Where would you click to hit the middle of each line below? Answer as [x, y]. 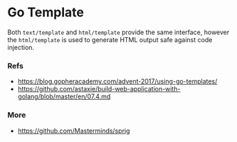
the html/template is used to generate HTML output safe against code [110, 39]
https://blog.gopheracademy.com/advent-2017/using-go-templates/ [117, 81]
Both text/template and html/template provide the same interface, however [118, 32]
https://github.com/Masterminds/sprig [74, 131]
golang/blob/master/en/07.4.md [64, 96]
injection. [21, 47]
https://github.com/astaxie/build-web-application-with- [99, 89]
